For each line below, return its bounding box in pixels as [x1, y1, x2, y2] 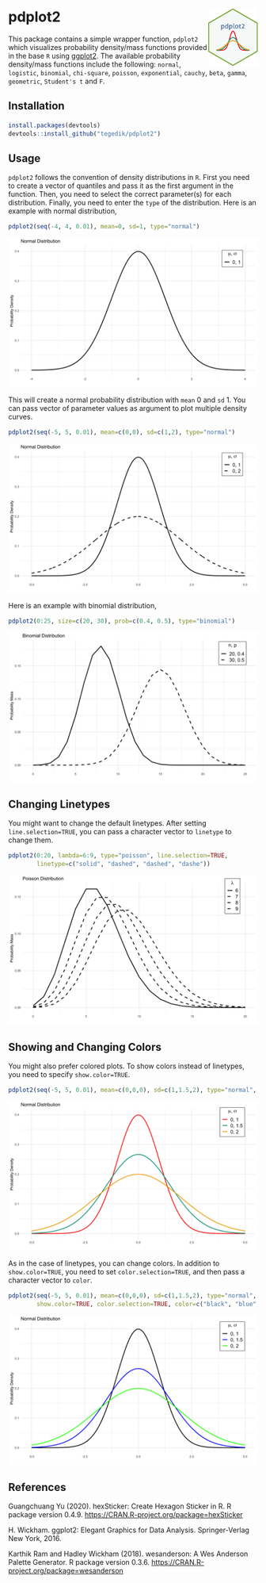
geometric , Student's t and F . [8, 76, 105, 86]
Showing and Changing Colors [8, 1040, 162, 1054]
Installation [8, 99, 65, 113]
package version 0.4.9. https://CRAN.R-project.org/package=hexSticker [8, 1509, 243, 1519]
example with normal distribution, [8, 206, 117, 216]
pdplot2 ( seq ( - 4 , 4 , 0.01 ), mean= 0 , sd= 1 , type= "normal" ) [8, 223, 200, 231]
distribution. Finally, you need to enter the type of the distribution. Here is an [8, 198, 257, 208]
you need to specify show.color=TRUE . [8, 1070, 131, 1079]
